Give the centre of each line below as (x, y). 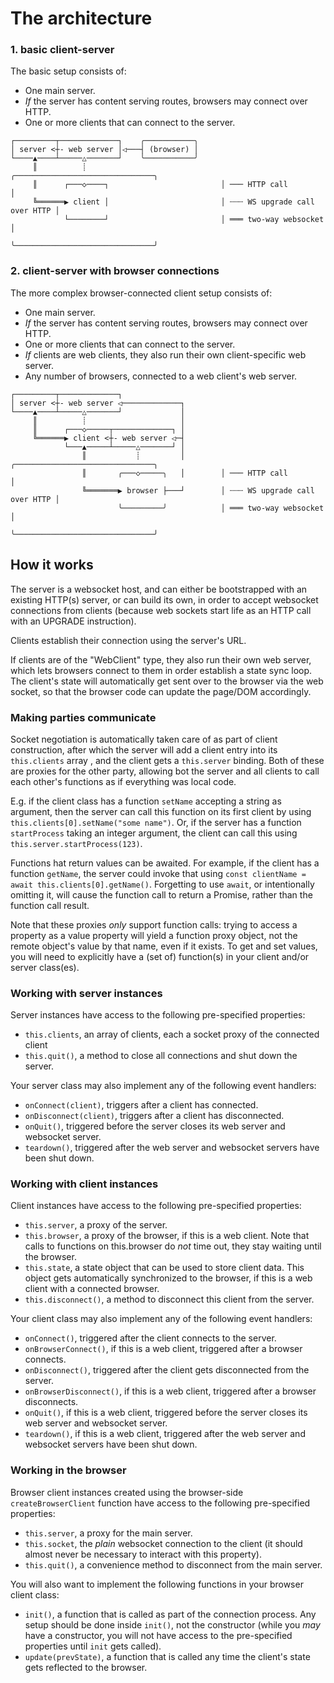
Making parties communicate (83, 717)
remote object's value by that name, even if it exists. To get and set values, (164, 946)
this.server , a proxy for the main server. (108, 1533)
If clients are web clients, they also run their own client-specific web (165, 354)
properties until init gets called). (93, 1646)
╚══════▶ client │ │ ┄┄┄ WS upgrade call (173, 202)
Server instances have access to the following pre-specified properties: (158, 1015)
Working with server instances (86, 993)
